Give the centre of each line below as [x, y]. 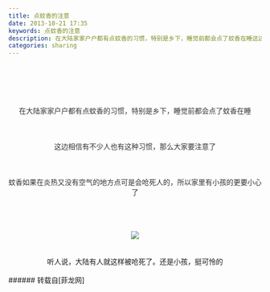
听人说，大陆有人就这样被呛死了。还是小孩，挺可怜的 [135, 261]
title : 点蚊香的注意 [39, 16]
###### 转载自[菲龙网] [47, 280]
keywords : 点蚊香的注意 [44, 31]
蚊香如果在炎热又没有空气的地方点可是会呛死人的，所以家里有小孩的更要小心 [135, 183]
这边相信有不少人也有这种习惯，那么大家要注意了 [135, 146]
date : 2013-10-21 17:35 [48, 23]
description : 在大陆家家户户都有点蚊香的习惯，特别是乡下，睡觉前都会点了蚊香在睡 [131, 38]
